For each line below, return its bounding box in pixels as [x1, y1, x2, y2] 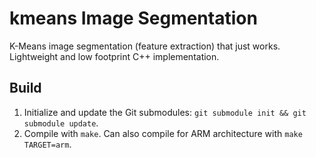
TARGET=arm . [23, 138, 72, 150]
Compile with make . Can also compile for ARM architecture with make [23, 127, 303, 139]
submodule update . [23, 117, 99, 129]
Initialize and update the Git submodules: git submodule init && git [23, 106, 307, 118]
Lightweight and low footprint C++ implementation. [9, 50, 220, 62]
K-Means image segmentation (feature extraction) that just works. [9, 40, 281, 52]
